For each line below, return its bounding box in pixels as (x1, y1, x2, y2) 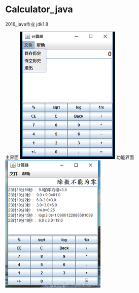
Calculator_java (5, 4, 74, 15)
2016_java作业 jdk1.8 (5, 21, 49, 27)
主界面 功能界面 (5, 154, 134, 160)
